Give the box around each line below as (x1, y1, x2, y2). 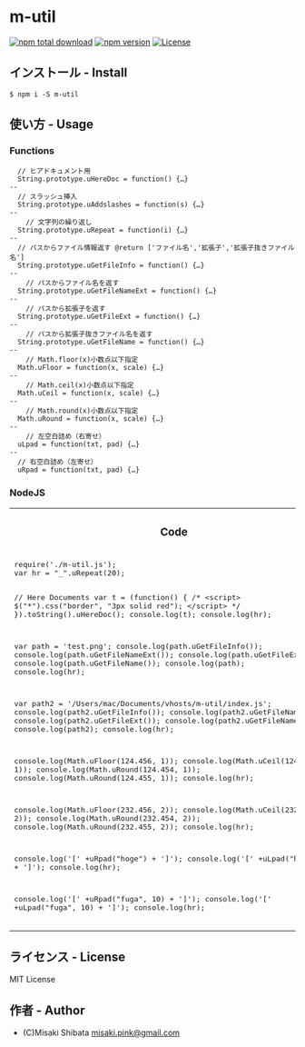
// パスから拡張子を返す (25, 304, 106, 314)
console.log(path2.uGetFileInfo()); (14, 707, 166, 717)
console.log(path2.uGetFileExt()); (14, 715, 162, 725)
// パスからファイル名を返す (25, 279, 120, 288)
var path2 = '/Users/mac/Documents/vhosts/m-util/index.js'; (14, 698, 272, 708)
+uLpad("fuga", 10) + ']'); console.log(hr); (14, 902, 206, 912)
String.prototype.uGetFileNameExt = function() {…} (17, 286, 218, 296)
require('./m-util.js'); (14, 559, 117, 569)
